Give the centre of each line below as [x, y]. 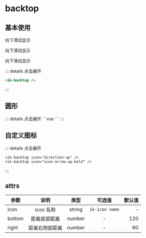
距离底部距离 [45, 219]
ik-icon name [104, 210]
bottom [16, 219]
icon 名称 [45, 210]
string [76, 209]
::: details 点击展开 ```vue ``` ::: [35, 119]
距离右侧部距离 [45, 228]
